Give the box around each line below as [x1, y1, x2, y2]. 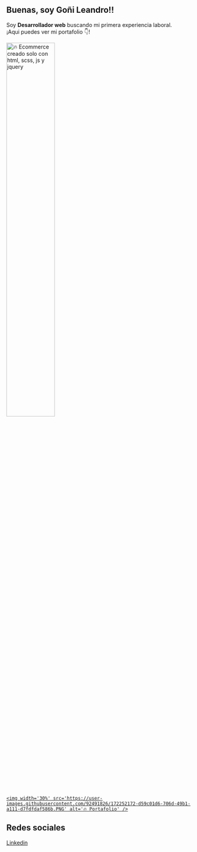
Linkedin [6, 839, 28, 846]
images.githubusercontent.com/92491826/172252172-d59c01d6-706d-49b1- [6, 800, 191, 807]
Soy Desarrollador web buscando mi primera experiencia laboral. [6, 21, 172, 28]
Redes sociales [6, 823, 66, 833]
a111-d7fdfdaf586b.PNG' [6, 806, 68, 812]
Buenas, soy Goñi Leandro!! [6, 5, 115, 15]
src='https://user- [53, 795, 103, 801]
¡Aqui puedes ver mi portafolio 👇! [6, 28, 90, 36]
